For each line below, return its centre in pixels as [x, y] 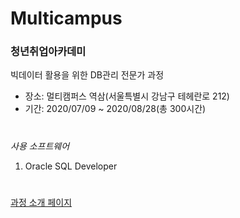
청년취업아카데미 [48, 52]
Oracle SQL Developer [71, 166]
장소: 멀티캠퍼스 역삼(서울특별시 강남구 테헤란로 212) [127, 96]
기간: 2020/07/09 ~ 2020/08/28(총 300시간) [115, 109]
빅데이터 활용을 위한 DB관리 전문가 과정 [87, 75]
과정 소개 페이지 [41, 202]
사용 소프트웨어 [40, 146]
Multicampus [66, 18]
